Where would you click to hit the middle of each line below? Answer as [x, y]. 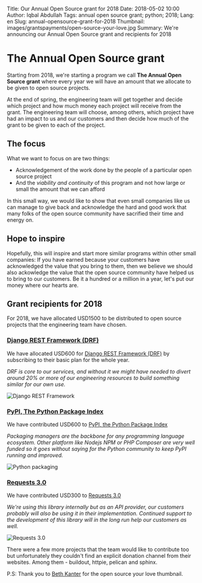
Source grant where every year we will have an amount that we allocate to [99, 81]
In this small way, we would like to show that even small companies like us [99, 201]
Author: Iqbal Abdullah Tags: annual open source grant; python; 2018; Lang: [101, 15]
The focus [26, 144]
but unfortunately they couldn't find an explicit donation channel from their [99, 556]
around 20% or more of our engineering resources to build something [93, 378]
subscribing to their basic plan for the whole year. [68, 360]
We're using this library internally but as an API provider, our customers [96, 507]
